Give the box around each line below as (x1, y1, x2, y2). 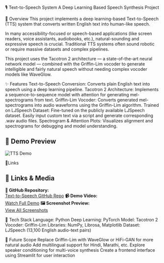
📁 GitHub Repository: (5, 187, 49, 193)
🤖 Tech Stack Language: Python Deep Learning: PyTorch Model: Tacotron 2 (5, 216, 158, 223)
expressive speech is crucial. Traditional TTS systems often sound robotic (5, 41, 155, 47)
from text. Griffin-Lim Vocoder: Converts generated (34, 97, 138, 103)
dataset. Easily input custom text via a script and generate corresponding (5, 113, 153, 118)
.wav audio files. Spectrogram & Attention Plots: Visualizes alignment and (5, 118, 153, 123)
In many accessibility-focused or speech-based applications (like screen (5, 30, 152, 36)
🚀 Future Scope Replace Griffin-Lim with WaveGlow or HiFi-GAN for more (5, 236, 154, 242)
